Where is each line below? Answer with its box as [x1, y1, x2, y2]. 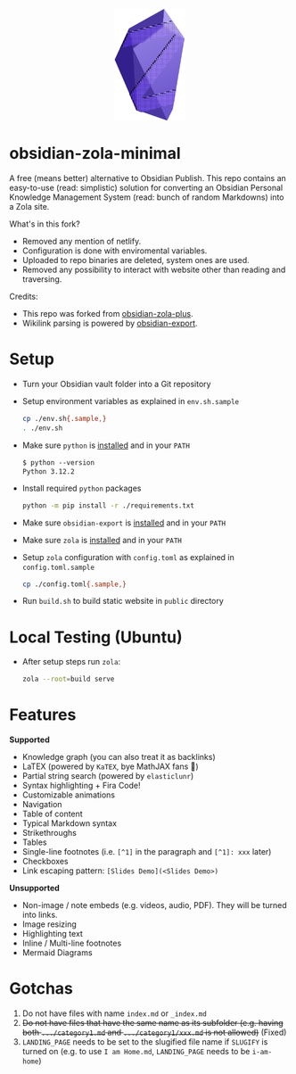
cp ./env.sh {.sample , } [21, 414, 107, 423]
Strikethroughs [21, 828, 78, 839]
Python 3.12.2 [21, 467, 75, 476]
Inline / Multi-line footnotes [21, 938, 122, 949]
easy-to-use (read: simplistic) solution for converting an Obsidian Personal [9, 182, 284, 193]
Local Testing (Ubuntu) [9, 627, 183, 647]
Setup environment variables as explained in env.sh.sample [21, 395, 240, 406]
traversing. [21, 273, 62, 285]
